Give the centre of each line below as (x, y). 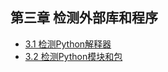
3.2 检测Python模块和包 (73, 56)
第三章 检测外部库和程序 (84, 18)
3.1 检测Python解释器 (68, 44)
